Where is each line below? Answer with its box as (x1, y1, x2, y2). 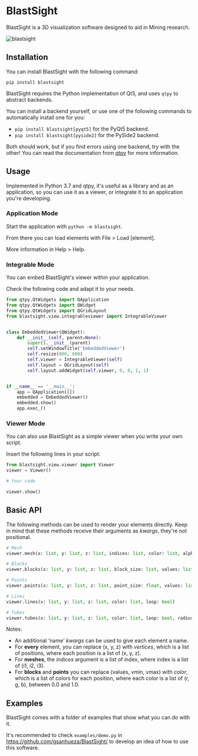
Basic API (6, 505, 42, 515)
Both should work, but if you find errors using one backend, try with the (6, 143, 180, 150)
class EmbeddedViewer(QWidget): (6, 329, 85, 335)
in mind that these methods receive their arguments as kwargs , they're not (6, 527, 187, 534)
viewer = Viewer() (6, 468, 51, 473)
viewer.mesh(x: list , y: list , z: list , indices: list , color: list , (6, 550, 181, 556)
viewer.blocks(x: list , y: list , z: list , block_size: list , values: (6, 566, 181, 573)
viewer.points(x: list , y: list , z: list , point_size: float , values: (6, 583, 183, 589)
